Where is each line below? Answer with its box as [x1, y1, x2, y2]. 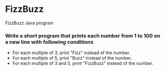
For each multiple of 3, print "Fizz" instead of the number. [12, 50, 131, 56]
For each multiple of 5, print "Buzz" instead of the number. [12, 55, 132, 61]
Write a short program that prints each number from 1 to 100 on [5, 32, 161, 39]
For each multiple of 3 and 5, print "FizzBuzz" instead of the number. [12, 61, 154, 67]
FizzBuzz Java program [5, 20, 54, 26]
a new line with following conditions [5, 38, 93, 45]
